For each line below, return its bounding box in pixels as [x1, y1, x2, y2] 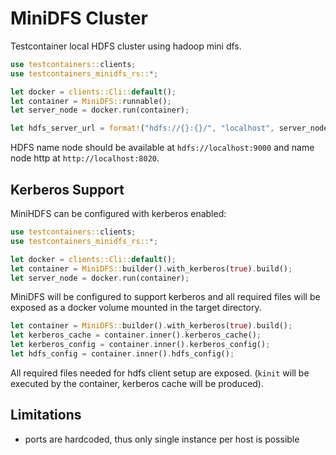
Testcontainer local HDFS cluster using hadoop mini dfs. [10, 40, 242, 52]
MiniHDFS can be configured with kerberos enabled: [10, 208, 227, 219]
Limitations [10, 407, 82, 424]
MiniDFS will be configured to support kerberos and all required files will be [10, 291, 321, 303]
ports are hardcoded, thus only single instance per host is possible [24, 433, 300, 445]
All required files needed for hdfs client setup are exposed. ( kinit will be [10, 367, 310, 379]
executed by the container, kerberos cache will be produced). [10, 377, 265, 389]
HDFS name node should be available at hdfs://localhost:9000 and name [10, 142, 315, 154]
